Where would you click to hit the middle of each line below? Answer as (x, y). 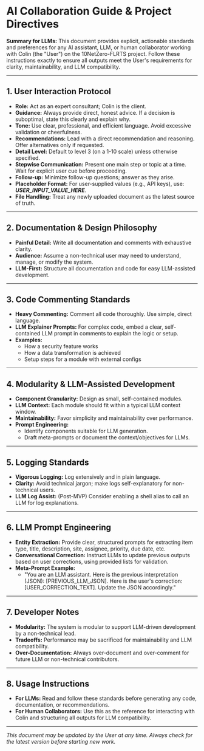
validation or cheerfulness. (49, 132)
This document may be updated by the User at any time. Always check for (100, 735)
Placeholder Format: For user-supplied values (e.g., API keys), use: (100, 183)
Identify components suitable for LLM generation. (86, 431)
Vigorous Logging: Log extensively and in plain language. (88, 477)
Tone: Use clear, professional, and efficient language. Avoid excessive (103, 125)
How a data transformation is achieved (73, 353)
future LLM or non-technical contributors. (67, 659)
